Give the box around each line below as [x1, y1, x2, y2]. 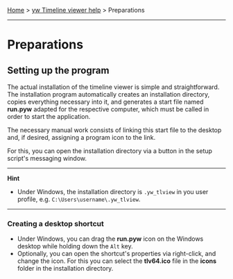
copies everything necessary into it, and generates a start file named [7, 97, 204, 106]
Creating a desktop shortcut [7, 218, 104, 228]
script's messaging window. [7, 154, 87, 162]
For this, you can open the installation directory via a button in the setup [7, 147, 213, 155]
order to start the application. [7, 113, 91, 120]
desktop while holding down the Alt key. [17, 242, 133, 250]
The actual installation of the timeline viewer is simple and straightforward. [7, 83, 220, 91]
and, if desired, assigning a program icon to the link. [7, 134, 156, 141]
